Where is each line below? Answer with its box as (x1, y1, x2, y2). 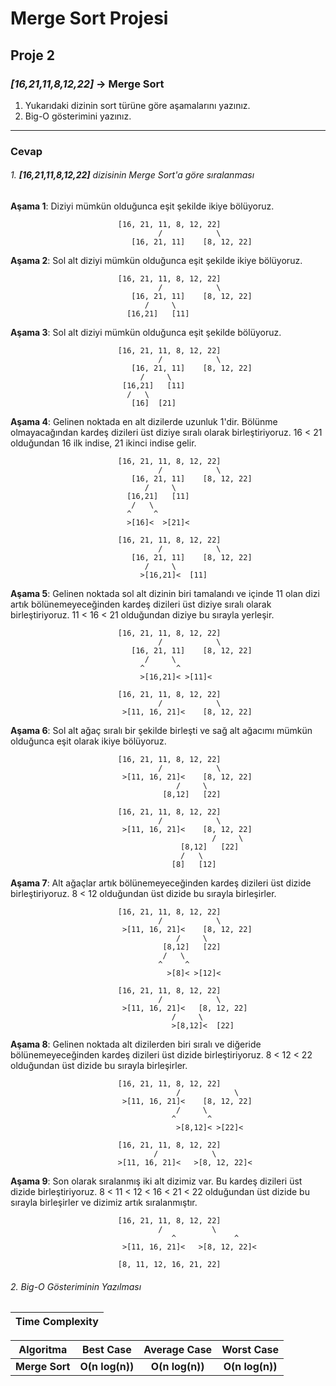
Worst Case (221, 1343, 280, 1357)
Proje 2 (10, 47, 55, 64)
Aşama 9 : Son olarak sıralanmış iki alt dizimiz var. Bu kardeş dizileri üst (10, 1175, 303, 1187)
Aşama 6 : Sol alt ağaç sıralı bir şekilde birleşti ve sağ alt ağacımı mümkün (10, 725, 313, 736)
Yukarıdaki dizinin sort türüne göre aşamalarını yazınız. (24, 99, 251, 111)
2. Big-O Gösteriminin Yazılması (10, 1280, 142, 1292)
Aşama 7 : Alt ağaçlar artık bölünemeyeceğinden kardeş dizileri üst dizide (10, 877, 312, 889)
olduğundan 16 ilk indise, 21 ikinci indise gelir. (10, 437, 197, 449)
